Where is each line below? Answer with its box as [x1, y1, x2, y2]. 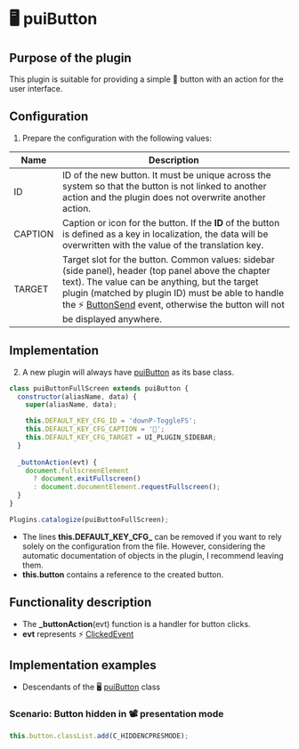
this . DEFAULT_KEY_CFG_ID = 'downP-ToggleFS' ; [25, 416, 198, 425]
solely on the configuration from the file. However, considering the [21, 541, 266, 552]
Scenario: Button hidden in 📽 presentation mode [9, 708, 224, 721]
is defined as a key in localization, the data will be [61, 228, 269, 240]
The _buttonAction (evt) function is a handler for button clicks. [21, 618, 251, 629]
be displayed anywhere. [61, 312, 163, 325]
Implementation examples [9, 657, 158, 672]
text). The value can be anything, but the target [61, 275, 259, 287]
